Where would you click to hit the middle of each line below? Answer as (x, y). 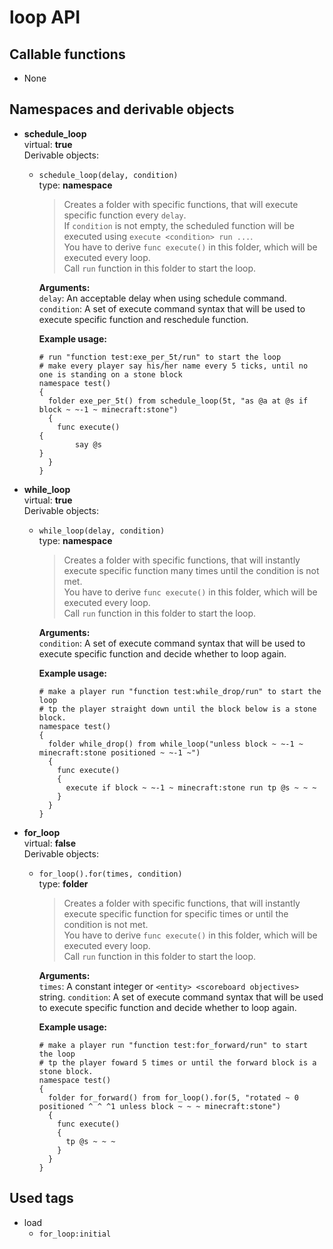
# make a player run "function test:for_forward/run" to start (173, 1045)
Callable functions (67, 54)
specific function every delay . (125, 215)
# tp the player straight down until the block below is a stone (177, 709)
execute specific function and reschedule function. (143, 319)
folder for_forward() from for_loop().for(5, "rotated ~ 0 (173, 1097)
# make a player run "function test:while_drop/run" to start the (180, 691)
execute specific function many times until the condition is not (191, 570)
